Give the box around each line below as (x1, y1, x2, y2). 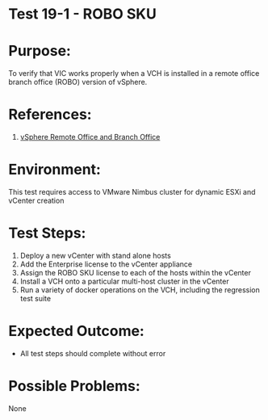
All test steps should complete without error (19, 348, 166, 358)
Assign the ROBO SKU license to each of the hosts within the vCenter (19, 267, 252, 277)
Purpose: (8, 42, 71, 61)
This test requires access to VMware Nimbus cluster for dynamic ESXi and (8, 187, 256, 196)
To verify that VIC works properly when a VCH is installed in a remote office (8, 69, 260, 78)
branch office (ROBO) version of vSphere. (8, 78, 148, 87)
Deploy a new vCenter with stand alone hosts (19, 250, 171, 260)
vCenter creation (8, 195, 65, 205)
